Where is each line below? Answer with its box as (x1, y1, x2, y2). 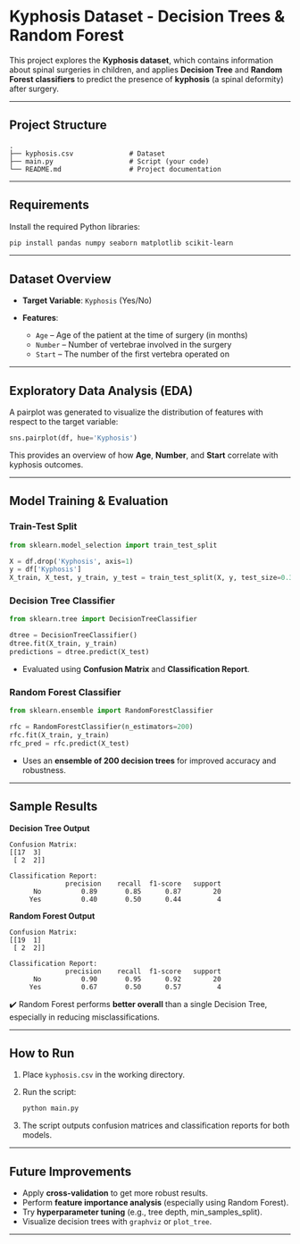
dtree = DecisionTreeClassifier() (9, 631, 138, 640)
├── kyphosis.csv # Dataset (9, 149, 166, 158)
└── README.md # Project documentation (9, 164, 221, 173)
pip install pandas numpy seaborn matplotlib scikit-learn (9, 239, 234, 248)
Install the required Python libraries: (9, 221, 141, 231)
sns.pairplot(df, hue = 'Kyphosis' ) (9, 433, 138, 443)
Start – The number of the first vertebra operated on (35, 349, 230, 359)
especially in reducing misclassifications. (9, 1012, 161, 1022)
